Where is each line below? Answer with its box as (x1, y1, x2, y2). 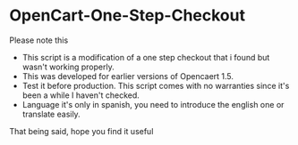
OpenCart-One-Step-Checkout (9, 5, 246, 26)
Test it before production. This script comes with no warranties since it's (21, 80, 290, 91)
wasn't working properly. (21, 61, 115, 72)
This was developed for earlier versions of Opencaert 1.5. (21, 70, 234, 81)
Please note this (9, 35, 69, 45)
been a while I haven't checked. (21, 90, 140, 101)
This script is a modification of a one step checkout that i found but (21, 52, 270, 62)
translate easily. (21, 109, 81, 119)
